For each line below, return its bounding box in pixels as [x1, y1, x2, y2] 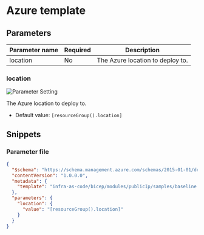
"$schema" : [12, 166, 39, 173]
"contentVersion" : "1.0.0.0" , [12, 172, 88, 179]
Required [64, 46, 91, 54]
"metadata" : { [12, 178, 47, 184]
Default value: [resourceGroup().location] [15, 112, 123, 119]
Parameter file [6, 147, 49, 155]
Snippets [6, 129, 41, 140]
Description [125, 46, 160, 54]
